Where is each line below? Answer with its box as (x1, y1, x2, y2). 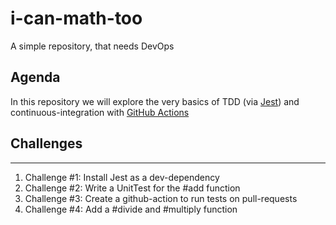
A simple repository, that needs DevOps (10, 40, 175, 52)
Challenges (10, 135, 83, 152)
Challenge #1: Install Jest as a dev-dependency (24, 171, 220, 183)
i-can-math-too (10, 7, 143, 30)
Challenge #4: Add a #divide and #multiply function (24, 203, 238, 215)
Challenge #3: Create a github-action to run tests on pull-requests (24, 192, 298, 204)
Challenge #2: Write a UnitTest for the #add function (24, 182, 241, 194)
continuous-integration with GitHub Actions (10, 106, 190, 118)
